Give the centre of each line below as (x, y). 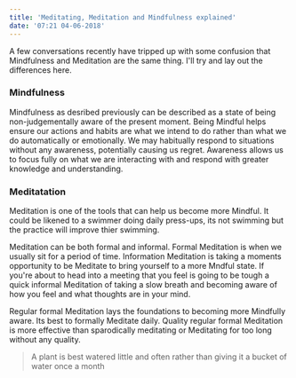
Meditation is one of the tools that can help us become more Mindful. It (139, 211)
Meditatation (38, 192)
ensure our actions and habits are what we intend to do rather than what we (148, 130)
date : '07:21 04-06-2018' (57, 26)
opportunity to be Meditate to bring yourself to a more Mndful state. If (137, 266)
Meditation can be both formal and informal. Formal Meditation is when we (146, 247)
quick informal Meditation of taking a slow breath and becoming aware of (144, 285)
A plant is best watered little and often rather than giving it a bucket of (159, 357)
